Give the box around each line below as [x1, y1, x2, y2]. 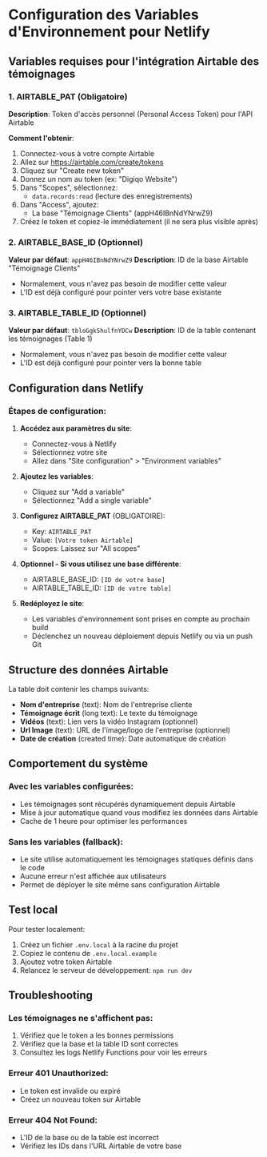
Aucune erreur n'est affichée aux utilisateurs [19, 871, 167, 881]
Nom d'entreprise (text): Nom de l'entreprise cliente [19, 699, 193, 709]
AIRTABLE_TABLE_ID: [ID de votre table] [31, 583, 172, 593]
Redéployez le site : [19, 599, 85, 609]
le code [19, 862, 46, 872]
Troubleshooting [8, 989, 94, 1002]
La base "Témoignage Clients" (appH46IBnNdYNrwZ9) [31, 208, 213, 218]
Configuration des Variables [8, 6, 199, 24]
